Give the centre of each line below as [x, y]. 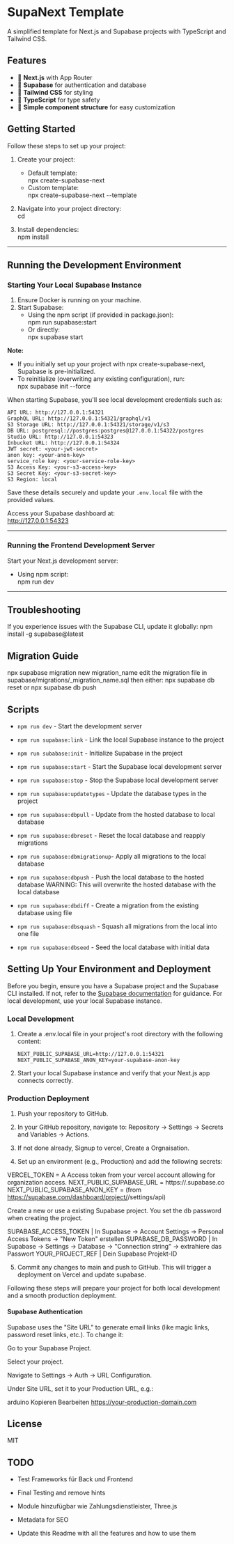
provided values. [31, 500]
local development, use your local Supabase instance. [85, 1001]
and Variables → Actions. [53, 1134]
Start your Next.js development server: [63, 561]
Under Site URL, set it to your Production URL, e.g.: [80, 1388]
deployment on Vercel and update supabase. [81, 1274]
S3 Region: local [32, 480]
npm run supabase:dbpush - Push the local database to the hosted [110, 877]
